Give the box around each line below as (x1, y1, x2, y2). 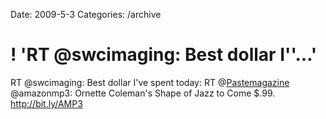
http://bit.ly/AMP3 (10, 97, 83, 109)
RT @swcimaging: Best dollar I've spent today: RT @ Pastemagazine (10, 76, 290, 88)
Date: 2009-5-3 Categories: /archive (10, 9, 162, 20)
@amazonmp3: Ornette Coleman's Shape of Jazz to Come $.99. (10, 87, 276, 99)
